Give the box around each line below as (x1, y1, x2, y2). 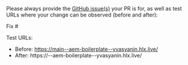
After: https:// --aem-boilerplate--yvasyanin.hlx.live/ (14, 52, 142, 58)
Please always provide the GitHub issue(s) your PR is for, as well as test (6, 5, 182, 12)
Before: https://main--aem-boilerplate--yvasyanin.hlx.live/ (14, 45, 158, 53)
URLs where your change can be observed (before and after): (6, 11, 158, 18)
